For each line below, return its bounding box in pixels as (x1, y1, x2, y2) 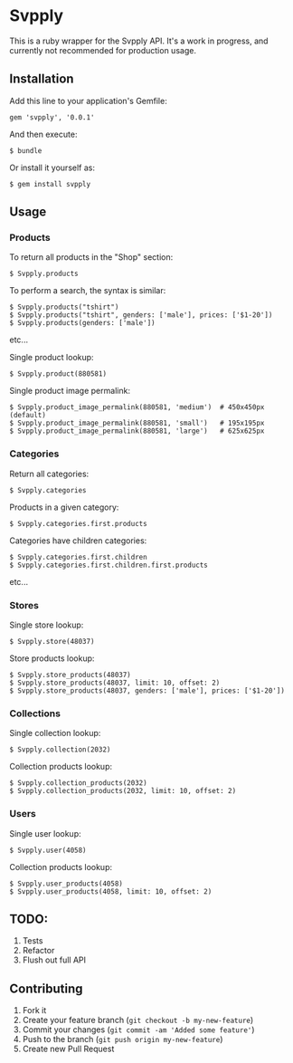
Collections (9, 707, 61, 720)
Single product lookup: (9, 352, 94, 363)
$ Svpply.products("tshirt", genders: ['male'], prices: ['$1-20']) (9, 311, 273, 320)
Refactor (22, 945, 55, 956)
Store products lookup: (9, 653, 95, 664)
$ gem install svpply (9, 179, 91, 188)
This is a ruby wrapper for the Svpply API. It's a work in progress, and (9, 35, 269, 46)
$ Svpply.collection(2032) (9, 745, 111, 754)
